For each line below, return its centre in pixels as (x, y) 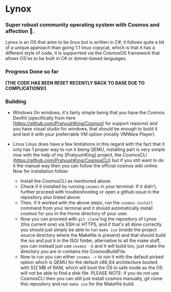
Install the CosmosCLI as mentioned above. (66, 181)
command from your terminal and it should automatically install (87, 208)
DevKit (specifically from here (44, 118)
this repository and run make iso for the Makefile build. (78, 284)
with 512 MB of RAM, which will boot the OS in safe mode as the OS (91, 268)
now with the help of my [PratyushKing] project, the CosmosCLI (80, 155)
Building (16, 101)
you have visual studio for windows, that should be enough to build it (85, 129)
